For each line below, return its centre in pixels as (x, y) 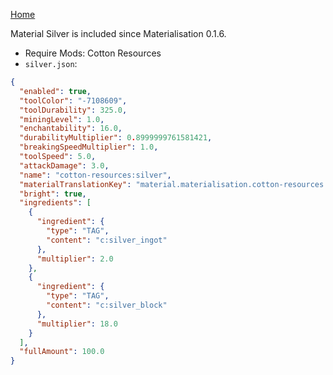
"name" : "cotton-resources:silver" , (95, 175)
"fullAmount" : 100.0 (62, 352)
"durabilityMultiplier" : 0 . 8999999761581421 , (116, 138)
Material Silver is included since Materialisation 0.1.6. (118, 33)
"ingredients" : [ (55, 203)
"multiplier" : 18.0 (77, 324)
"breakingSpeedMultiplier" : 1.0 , (89, 147)
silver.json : (51, 63)
